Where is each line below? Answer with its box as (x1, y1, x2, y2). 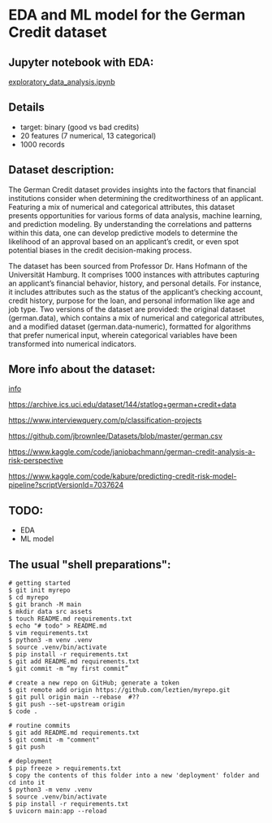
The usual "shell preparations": (8, 558, 171, 571)
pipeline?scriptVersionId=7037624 (8, 480, 124, 490)
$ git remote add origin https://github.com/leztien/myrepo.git (8, 686, 231, 694)
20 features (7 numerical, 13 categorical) (19, 130, 157, 140)
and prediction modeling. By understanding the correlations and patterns (8, 219, 253, 229)
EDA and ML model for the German (8, 6, 246, 24)
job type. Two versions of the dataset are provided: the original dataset (8, 304, 246, 314)
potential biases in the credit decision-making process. (8, 245, 192, 255)
